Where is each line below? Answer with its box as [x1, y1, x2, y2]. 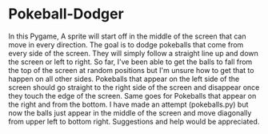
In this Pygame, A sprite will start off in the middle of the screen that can [8, 31, 246, 41]
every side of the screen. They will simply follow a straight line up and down [8, 48, 258, 58]
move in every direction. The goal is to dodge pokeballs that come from [8, 39, 244, 49]
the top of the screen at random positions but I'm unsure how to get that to [8, 65, 254, 75]
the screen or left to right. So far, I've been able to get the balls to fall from [8, 57, 253, 67]
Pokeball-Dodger [8, 5, 124, 23]
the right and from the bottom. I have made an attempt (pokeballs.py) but [8, 99, 249, 109]
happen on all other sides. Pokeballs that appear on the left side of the [8, 74, 240, 83]
